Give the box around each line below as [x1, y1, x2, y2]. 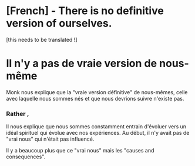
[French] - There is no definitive [6, 4, 164, 18]
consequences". [6, 153, 46, 160]
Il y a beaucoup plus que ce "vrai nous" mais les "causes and [6, 147, 154, 154]
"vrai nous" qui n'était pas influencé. [6, 135, 95, 142]
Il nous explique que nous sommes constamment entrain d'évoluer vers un [6, 123, 187, 130]
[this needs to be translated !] [6, 36, 78, 43]
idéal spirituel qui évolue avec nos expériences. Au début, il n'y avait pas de [6, 130, 190, 137]
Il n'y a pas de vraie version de [6, 57, 157, 70]
